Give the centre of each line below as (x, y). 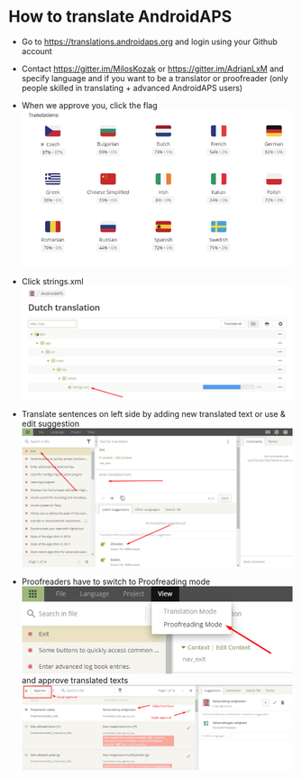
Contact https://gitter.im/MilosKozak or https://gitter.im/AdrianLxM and (153, 69)
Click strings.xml (52, 281)
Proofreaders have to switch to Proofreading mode (116, 582)
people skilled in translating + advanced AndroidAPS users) (132, 88)
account (37, 51)
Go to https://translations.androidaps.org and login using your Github (149, 42)
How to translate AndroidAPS (120, 17)
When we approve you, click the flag (90, 105)
